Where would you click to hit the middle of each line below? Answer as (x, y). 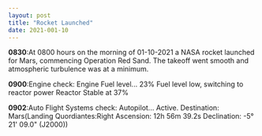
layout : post (30, 15)
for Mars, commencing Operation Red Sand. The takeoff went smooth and (129, 61)
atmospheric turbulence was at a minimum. (79, 69)
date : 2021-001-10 (38, 30)
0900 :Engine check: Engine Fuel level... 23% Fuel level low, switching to (126, 84)
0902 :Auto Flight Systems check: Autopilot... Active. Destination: (114, 108)
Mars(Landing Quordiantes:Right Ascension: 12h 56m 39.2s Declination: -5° (131, 116)
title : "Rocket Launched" (51, 23)
